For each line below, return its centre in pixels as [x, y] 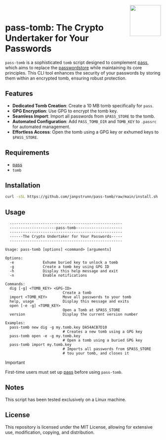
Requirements [27, 153]
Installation [23, 185]
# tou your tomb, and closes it [96, 353]
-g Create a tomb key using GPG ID [60, 267]
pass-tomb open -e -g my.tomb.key [45, 336]
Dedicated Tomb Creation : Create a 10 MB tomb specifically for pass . [83, 105]
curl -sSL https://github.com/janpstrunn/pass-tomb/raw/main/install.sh [82, 197]
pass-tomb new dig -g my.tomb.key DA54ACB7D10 [58, 328]
